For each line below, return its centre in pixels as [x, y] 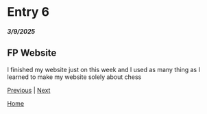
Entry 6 [28, 12]
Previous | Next [29, 90]
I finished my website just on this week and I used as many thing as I [104, 69]
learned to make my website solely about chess [74, 77]
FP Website [32, 53]
